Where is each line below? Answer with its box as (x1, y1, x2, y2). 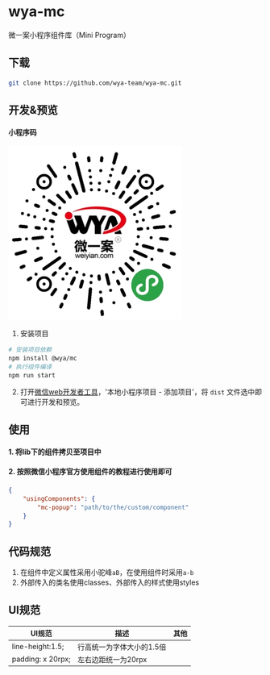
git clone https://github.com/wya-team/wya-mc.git (8, 79, 182, 87)
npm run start (8, 371, 56, 379)
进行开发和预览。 (27, 397, 85, 406)
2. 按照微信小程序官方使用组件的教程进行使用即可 (8, 467, 172, 477)
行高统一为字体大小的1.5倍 (77, 642, 167, 652)
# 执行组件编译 (8, 362, 52, 371)
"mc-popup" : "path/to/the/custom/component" (37, 503, 189, 511)
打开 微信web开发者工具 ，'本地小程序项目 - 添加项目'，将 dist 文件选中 (19, 386, 255, 397)
